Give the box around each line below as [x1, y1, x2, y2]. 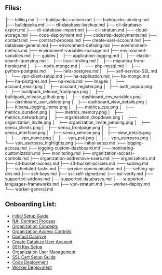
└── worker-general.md [5, 186, 54, 192]
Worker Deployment [12, 264, 52, 270]
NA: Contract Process [12, 218, 55, 224]
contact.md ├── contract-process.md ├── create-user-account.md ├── [5, 37, 151, 43]
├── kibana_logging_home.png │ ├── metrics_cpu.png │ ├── [5, 104, 135, 110]
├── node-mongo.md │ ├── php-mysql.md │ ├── [33, 63, 140, 69]
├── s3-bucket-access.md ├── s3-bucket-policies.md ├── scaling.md [5, 160, 148, 166]
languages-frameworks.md [5, 181, 59, 187]
